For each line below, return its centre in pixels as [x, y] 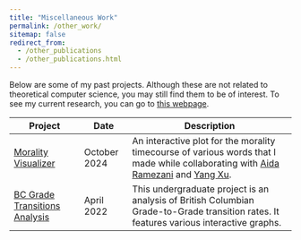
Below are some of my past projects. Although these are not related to [139, 85]
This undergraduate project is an [201, 189]
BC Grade [34, 195]
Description [210, 126]
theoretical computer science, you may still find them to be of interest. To [144, 94]
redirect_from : [38, 43]
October [101, 152]
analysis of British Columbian [193, 200]
